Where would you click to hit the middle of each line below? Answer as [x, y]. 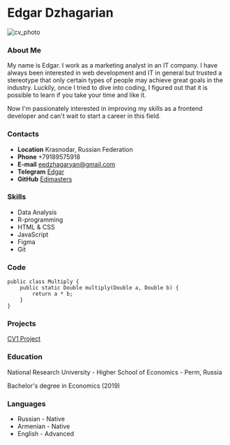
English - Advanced [46, 434]
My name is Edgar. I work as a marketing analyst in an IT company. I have [113, 66]
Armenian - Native [44, 426]
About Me [24, 50]
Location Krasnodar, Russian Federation [75, 149]
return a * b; [53, 294]
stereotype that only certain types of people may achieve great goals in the [115, 80]
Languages [27, 404]
